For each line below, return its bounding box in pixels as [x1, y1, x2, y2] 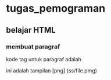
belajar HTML [6, 25, 56, 35]
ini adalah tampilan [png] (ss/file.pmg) [6, 67, 98, 74]
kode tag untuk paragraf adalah [6, 55, 81, 62]
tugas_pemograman [6, 2, 106, 15]
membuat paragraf [6, 43, 60, 51]
